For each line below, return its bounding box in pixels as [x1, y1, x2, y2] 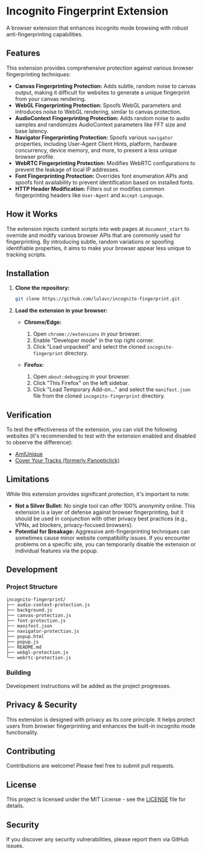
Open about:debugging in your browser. [33, 373, 131, 380]
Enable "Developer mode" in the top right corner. [33, 337, 155, 344]
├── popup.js [6, 639, 39, 645]
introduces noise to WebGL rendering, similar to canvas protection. [14, 108, 182, 115]
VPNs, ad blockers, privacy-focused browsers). [14, 521, 133, 528]
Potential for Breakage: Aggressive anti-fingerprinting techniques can [14, 528, 190, 535]
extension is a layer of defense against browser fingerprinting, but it [14, 508, 184, 516]
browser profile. [14, 153, 55, 160]
